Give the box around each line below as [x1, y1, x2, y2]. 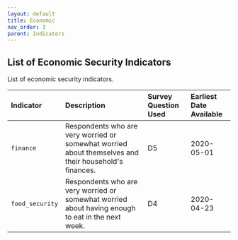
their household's [64, 157, 123, 167]
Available [191, 109, 223, 119]
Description [64, 100, 106, 110]
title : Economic [7, 17, 55, 24]
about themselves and [64, 148, 140, 157]
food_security [11, 200, 59, 208]
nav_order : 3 [7, 23, 46, 30]
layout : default [7, 10, 55, 18]
